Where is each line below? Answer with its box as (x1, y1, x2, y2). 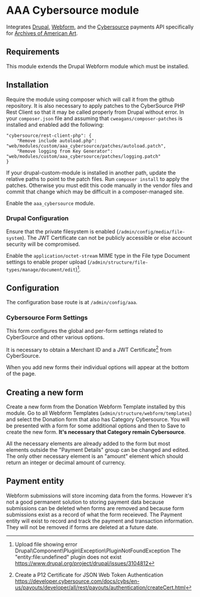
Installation (6, 80, 49, 90)
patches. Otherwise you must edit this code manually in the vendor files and (6, 182, 193, 189)
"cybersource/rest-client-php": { (6, 132, 92, 139)
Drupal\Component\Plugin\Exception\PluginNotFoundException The (14, 547, 181, 554)
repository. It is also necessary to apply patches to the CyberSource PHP (6, 102, 186, 109)
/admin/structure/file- (89, 260, 149, 265)
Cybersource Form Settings (6, 314, 88, 322)
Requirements (6, 47, 60, 57)
